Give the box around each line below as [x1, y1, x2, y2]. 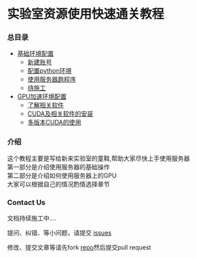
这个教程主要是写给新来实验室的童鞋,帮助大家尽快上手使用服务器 [7, 154, 191, 162]
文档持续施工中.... [7, 214, 57, 222]
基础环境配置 [17, 50, 54, 58]
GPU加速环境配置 [17, 92, 67, 100]
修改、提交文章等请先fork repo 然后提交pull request [7, 244, 152, 252]
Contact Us [7, 197, 46, 207]
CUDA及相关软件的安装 [27, 109, 94, 118]
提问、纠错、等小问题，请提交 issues [7, 228, 112, 237]
